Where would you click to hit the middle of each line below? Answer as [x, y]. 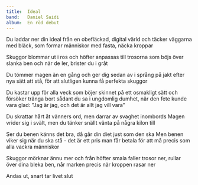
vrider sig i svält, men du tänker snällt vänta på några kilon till [81, 123]
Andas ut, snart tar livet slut [40, 176]
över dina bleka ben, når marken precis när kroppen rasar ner [81, 165]
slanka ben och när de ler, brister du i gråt [57, 63]
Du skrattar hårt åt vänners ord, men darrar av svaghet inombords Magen [95, 116]
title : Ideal [24, 12]
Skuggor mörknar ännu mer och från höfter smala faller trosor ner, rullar [94, 158]
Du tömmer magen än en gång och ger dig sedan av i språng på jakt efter [95, 75]
